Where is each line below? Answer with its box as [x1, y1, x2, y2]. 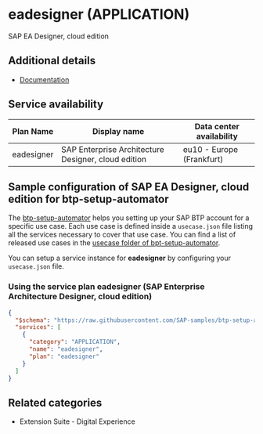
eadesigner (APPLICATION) [8, 5, 190, 24]
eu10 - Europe [182, 143, 239, 154]
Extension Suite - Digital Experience [19, 417, 135, 426]
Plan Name [12, 125, 54, 136]
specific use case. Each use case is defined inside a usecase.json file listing [8, 222, 253, 231]
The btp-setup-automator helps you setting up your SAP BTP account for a [8, 213, 250, 222]
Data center [194, 121, 240, 132]
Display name [92, 125, 145, 136]
